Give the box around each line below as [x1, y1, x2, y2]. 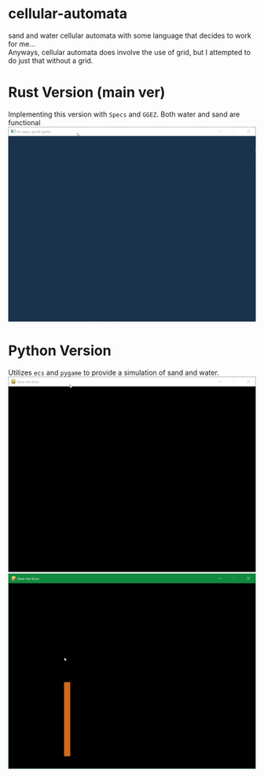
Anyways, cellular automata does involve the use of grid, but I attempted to [8, 47, 251, 57]
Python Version [8, 342, 112, 360]
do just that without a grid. [8, 56, 93, 65]
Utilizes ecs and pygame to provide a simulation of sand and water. [8, 368, 220, 378]
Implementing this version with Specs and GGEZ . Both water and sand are [8, 109, 240, 119]
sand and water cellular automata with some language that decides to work [8, 31, 251, 40]
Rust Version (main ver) [8, 83, 166, 102]
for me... [8, 39, 35, 48]
